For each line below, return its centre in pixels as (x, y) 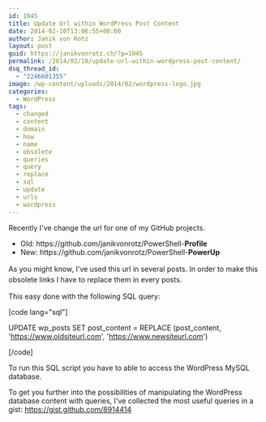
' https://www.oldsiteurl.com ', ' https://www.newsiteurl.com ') (108, 336)
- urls (27, 197)
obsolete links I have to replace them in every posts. (95, 279)
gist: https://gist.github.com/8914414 (70, 409)
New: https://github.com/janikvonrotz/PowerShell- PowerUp (120, 252)
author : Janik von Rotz (49, 39)
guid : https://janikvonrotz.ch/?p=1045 (76, 54)
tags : (17, 106)
